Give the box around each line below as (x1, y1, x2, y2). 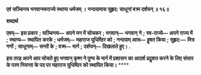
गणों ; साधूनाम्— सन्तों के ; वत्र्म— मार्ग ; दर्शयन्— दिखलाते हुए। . (6, 43, 131, 50)
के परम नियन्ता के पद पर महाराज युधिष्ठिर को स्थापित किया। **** (6, 61, 129, 68)
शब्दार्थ (6, 18, 19, 24)
